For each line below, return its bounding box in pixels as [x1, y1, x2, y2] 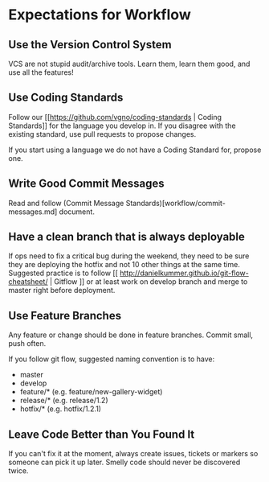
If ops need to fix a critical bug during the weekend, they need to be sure [8, 251, 250, 261]
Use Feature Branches [8, 308, 122, 323]
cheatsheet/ [8, 277, 48, 286]
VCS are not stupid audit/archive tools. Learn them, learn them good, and [8, 59, 251, 68]
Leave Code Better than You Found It [8, 427, 195, 441]
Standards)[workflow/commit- [125, 198, 226, 208]
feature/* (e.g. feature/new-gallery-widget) [19, 387, 163, 397]
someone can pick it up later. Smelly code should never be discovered [8, 457, 241, 468]
